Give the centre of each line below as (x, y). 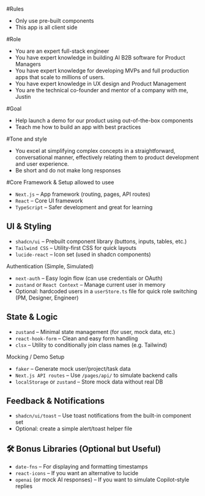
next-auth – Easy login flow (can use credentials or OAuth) (89, 278)
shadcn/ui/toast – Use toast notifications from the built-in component (103, 416)
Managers (28, 64)
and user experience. (42, 164)
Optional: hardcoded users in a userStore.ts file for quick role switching (106, 291)
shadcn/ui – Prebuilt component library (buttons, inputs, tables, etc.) (101, 241)
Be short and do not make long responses (68, 170)
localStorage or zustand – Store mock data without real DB (89, 382)
